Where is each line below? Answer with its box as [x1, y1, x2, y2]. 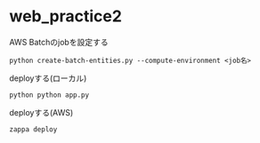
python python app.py [9, 91, 90, 99]
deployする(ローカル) [9, 73, 87, 83]
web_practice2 [9, 6, 123, 27]
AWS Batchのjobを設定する [9, 36, 109, 47]
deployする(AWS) [9, 107, 74, 117]
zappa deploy [9, 124, 58, 134]
